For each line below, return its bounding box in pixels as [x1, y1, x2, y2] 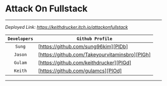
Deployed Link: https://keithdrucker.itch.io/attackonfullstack [5, 24, 128, 30]
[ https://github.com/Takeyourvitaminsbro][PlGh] [38, 51, 151, 58]
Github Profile [76, 36, 113, 41]
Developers [7, 36, 33, 41]
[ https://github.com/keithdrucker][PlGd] [38, 59, 132, 66]
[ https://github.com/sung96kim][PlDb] [38, 43, 128, 50]
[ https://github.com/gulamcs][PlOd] [38, 67, 122, 74]
